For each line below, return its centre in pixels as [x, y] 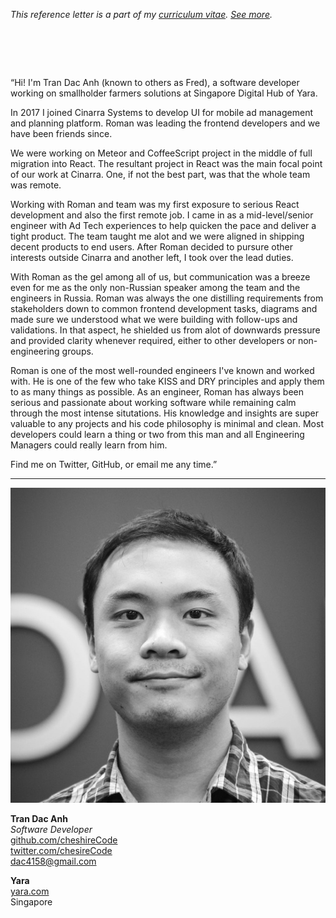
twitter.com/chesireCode [61, 850]
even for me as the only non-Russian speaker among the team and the [155, 287]
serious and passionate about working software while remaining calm [153, 402]
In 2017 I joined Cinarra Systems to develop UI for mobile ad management [161, 112]
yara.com [30, 891]
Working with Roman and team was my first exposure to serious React [155, 204]
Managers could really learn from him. [89, 445]
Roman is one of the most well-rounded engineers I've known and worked [162, 370]
